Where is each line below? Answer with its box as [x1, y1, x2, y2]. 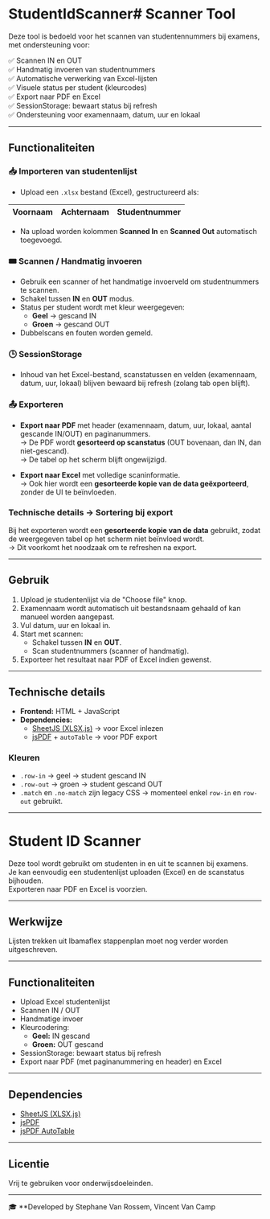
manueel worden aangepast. [19, 612, 115, 622]
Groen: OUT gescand [31, 1040, 104, 1049]
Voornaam [12, 206, 54, 217]
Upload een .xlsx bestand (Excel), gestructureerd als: [19, 187, 199, 197]
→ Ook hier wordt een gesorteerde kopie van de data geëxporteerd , [19, 478, 249, 488]
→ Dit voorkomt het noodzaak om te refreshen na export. [8, 542, 197, 552]
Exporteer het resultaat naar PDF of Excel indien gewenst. [19, 655, 211, 664]
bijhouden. [8, 876, 44, 885]
